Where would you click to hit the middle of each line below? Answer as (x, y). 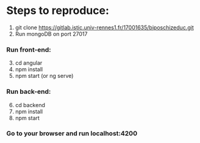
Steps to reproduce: (58, 11)
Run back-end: (29, 92)
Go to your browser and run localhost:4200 (72, 133)
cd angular (29, 63)
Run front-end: (29, 49)
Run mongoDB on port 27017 (51, 33)
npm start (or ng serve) (44, 76)
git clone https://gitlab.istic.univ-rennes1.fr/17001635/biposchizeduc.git (104, 27)
